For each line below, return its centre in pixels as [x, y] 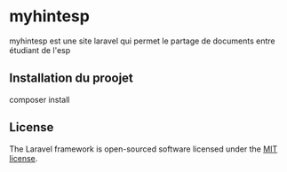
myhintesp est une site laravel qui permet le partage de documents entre [142, 41]
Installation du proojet [71, 78]
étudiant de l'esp [40, 50]
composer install [40, 99]
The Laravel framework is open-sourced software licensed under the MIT [143, 149]
